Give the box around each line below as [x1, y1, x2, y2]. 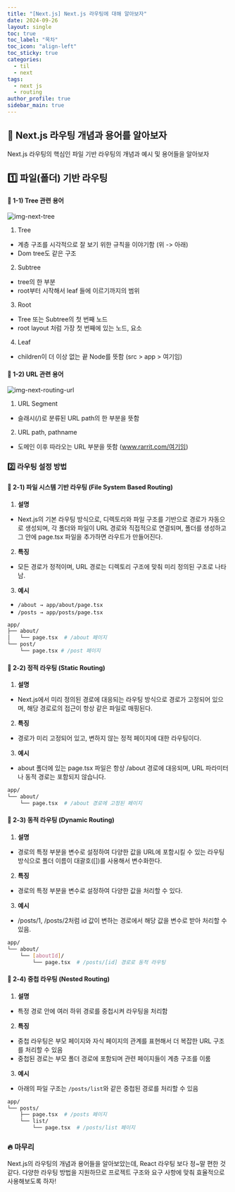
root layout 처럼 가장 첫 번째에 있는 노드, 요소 [17, 324, 142, 333]
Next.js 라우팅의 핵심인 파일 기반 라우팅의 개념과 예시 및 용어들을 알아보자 [7, 149, 210, 158]
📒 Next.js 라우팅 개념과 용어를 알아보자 [7, 129, 167, 141]
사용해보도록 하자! [7, 1177, 57, 1186]
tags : [7, 75, 23, 83]
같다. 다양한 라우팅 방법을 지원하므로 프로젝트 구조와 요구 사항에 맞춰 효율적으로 [7, 1168, 225, 1177]
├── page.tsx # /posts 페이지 [20, 1111, 108, 1118]
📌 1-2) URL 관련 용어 [7, 370, 64, 378]
